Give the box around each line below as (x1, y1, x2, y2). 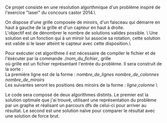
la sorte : (5, 66, 23, 72)
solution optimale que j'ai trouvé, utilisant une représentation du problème (5, 97, 157, 103)
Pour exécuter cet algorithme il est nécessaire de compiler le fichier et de (5, 50, 156, 56)
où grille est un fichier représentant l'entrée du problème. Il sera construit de (5, 61, 162, 66)
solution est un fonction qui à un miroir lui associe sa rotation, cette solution (5, 35, 161, 41)
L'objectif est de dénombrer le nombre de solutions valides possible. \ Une (5, 30, 158, 35)
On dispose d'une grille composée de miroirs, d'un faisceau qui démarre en (5, 19, 161, 25)
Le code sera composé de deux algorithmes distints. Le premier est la (5, 92, 149, 97)
